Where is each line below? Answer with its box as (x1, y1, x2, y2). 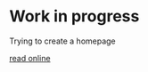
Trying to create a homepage (9, 36, 116, 46)
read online (9, 52, 51, 63)
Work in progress (9, 6, 140, 27)
